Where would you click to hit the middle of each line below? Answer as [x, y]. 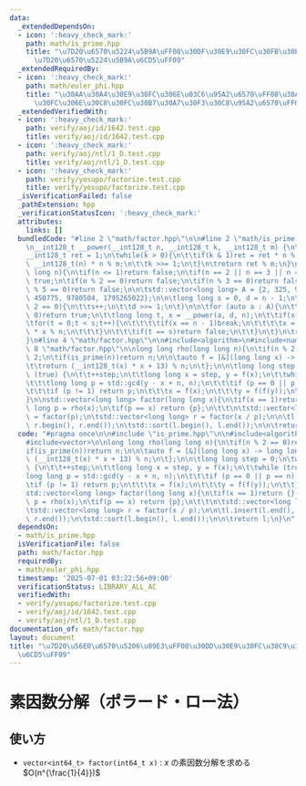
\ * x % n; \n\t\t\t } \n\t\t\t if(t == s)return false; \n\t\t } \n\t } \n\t [161, 332]
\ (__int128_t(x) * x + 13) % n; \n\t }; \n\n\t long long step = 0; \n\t [161, 459]
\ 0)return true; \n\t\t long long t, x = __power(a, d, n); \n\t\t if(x [161, 315]
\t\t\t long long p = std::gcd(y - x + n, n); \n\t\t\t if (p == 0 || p [161, 383]
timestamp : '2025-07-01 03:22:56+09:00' [95, 578]
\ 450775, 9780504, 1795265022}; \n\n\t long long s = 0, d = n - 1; [156, 298]
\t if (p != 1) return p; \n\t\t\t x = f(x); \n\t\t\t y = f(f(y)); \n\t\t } [163, 485]
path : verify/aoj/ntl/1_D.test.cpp [93, 153]
